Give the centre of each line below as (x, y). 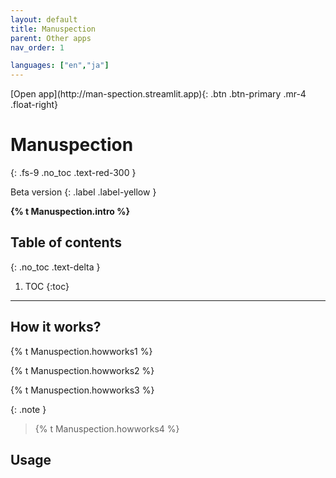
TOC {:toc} (47, 286)
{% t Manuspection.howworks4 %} (107, 428)
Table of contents (66, 242)
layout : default (44, 19)
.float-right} (34, 105)
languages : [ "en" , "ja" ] (60, 66)
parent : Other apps (51, 38)
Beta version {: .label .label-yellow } (83, 192)
